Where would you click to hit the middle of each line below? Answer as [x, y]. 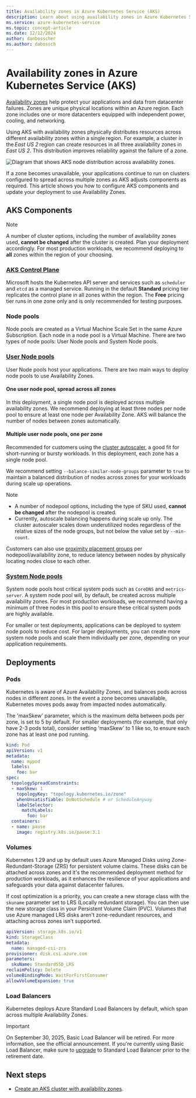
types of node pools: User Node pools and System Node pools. [82, 342]
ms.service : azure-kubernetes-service [53, 22]
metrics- [176, 589]
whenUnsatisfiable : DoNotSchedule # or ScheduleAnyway [85, 799]
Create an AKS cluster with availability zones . [69, 1089]
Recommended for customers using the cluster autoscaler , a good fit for [93, 447]
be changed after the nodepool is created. [65, 512]
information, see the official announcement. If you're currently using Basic [95, 1044]
